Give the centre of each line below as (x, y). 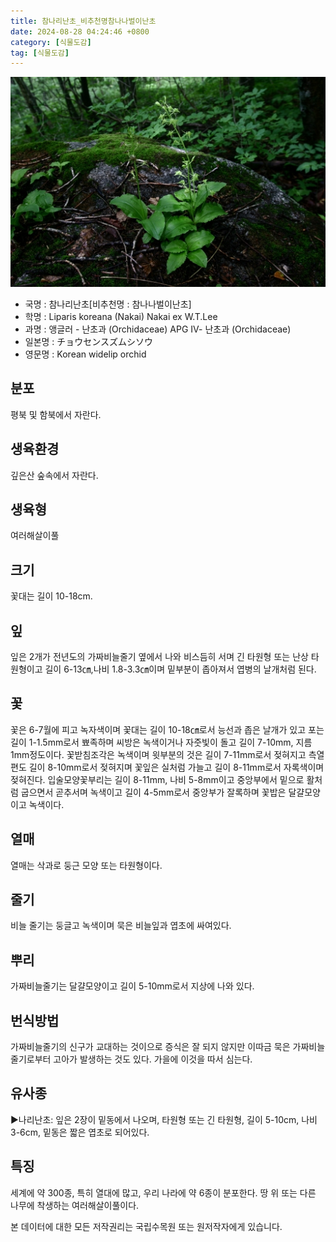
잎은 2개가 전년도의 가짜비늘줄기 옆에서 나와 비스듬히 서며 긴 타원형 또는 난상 (159, 656)
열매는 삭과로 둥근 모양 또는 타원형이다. (86, 865)
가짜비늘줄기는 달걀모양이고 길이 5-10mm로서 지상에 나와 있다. (132, 986)
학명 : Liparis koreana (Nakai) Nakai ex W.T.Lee (121, 316)
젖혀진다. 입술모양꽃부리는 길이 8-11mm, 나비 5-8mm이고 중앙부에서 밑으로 (157, 779)
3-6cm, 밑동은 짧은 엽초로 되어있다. (80, 1132)
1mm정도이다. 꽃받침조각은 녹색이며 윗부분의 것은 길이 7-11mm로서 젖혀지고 (158, 754)
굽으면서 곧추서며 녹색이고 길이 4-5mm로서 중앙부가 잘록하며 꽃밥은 (153, 792)
